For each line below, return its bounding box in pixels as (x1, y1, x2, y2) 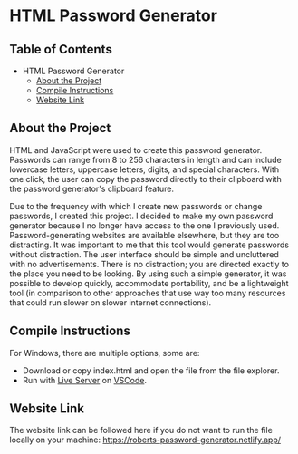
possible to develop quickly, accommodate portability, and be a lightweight (9, 277, 289, 288)
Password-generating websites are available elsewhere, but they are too (9, 229, 280, 240)
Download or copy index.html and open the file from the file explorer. (22, 364, 280, 376)
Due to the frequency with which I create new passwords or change (9, 200, 263, 211)
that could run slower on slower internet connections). (9, 296, 212, 308)
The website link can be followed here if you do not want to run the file (9, 425, 274, 436)
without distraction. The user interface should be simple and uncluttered (9, 248, 279, 259)
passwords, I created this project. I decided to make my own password (9, 210, 274, 221)
